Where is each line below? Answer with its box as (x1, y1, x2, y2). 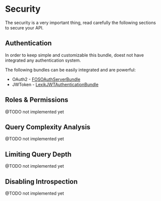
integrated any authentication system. (5, 57, 81, 63)
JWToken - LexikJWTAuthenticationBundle (12, 81, 99, 87)
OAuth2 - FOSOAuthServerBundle (12, 76, 80, 82)
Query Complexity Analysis (5, 123, 91, 131)
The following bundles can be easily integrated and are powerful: (5, 67, 136, 73)
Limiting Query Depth (5, 150, 72, 158)
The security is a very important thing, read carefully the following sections (5, 20, 156, 25)
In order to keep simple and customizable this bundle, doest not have (5, 52, 144, 58)
